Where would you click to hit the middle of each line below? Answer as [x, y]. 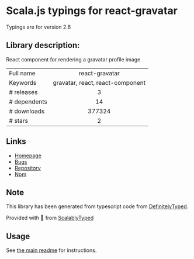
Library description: [43, 45]
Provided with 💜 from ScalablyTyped [50, 218]
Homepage [28, 156]
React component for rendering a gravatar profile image [73, 59]
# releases [23, 92]
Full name [22, 73]
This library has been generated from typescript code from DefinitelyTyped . [97, 206]
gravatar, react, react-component [99, 82]
